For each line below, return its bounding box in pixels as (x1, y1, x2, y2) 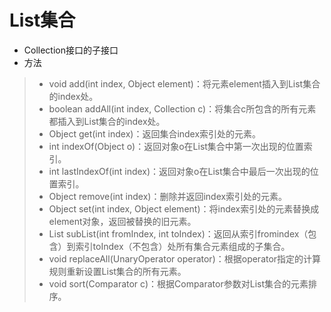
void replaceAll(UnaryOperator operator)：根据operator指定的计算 (48, 252, 322, 265)
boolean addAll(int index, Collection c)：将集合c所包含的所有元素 (48, 102, 317, 115)
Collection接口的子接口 (23, 44, 119, 56)
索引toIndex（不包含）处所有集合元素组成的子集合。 (75, 240, 291, 252)
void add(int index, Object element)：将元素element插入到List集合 (48, 77, 321, 90)
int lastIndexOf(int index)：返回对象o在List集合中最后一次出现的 (48, 165, 311, 177)
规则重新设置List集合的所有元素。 (48, 265, 187, 277)
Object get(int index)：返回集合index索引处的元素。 (48, 127, 262, 140)
